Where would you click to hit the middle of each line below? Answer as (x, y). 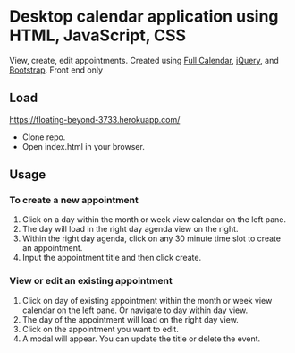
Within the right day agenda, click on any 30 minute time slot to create (152, 238)
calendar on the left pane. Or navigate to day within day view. (135, 310)
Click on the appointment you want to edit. (100, 329)
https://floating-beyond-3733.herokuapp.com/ (95, 119)
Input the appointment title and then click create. (112, 258)
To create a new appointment (74, 201)
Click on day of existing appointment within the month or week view (147, 300)
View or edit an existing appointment (91, 281)
